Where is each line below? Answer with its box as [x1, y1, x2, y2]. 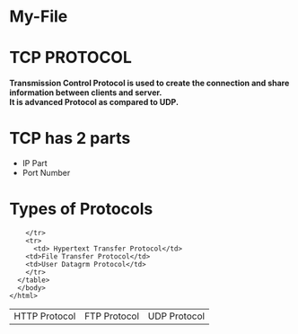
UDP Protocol [147, 310, 205, 322]
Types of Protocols [9, 199, 153, 219]
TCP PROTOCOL [9, 48, 132, 68]
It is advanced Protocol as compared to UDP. [9, 96, 180, 107]
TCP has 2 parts [9, 128, 131, 149]
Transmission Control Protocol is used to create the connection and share [9, 77, 290, 88]
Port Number [22, 167, 71, 178]
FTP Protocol [83, 310, 140, 322]
